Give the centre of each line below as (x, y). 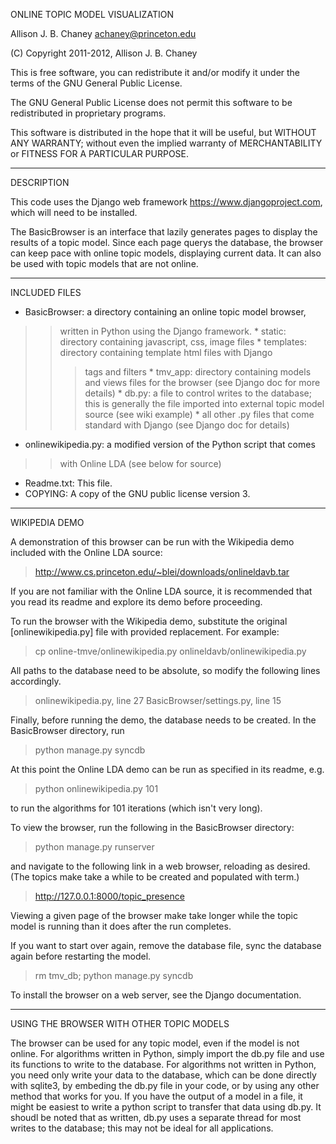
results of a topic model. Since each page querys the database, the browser (167, 242)
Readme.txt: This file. (68, 483)
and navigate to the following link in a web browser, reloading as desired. (160, 866)
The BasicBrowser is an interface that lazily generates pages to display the (164, 232)
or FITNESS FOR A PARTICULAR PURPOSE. (100, 153)
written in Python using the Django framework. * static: (173, 331)
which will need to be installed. (74, 212)
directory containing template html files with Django (166, 352)
